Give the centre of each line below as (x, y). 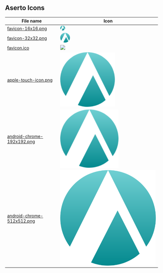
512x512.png (21, 221)
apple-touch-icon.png (30, 80)
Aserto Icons (25, 8)
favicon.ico (18, 48)
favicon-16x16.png (27, 28)
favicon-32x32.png (27, 38)
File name (32, 21)
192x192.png (21, 142)
